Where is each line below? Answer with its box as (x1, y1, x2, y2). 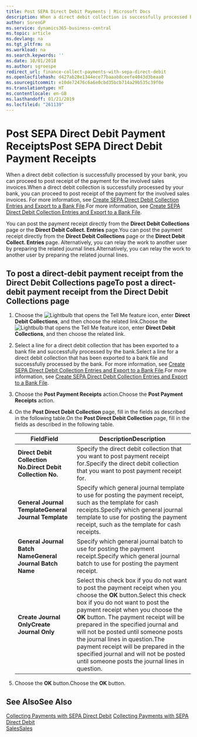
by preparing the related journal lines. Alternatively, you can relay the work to (6, 245, 191, 252)
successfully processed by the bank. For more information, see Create (14, 361, 185, 368)
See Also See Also (6, 696, 72, 706)
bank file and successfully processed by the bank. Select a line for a (14, 348, 179, 355)
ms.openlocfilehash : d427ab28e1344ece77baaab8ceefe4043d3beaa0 (6, 74, 164, 80)
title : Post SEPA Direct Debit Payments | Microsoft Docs (6, 8, 151, 15)
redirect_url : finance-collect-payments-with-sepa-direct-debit (6, 69, 167, 75)
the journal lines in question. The (76, 635, 165, 643)
